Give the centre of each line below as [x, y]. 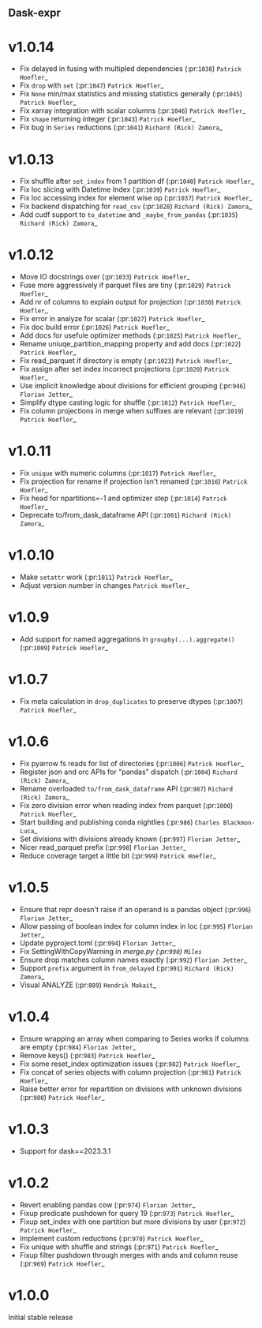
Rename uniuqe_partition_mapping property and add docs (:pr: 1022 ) [130, 344]
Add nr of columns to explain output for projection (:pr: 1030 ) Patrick [130, 302]
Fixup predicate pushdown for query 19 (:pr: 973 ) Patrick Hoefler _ [127, 1213]
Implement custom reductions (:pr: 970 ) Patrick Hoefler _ [111, 1238]
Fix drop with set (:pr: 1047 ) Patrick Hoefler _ [92, 85]
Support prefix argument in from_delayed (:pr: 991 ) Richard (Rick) [127, 968]
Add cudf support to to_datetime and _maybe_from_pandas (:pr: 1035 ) [129, 215]
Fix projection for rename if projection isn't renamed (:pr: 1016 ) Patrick [133, 481]
